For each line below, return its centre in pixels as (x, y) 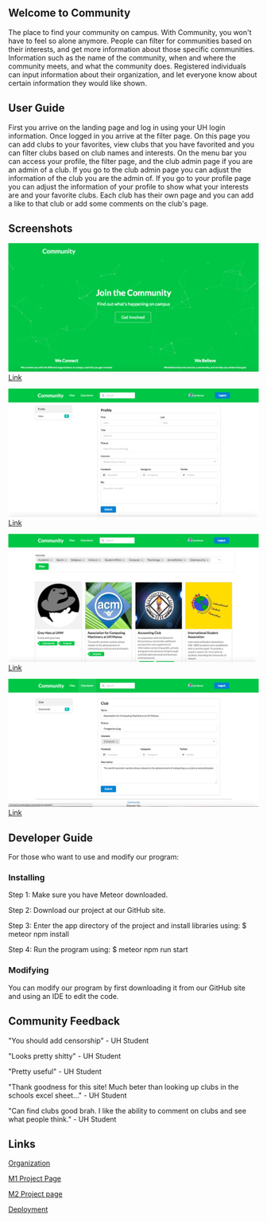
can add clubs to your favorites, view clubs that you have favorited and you (131, 144)
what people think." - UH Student (62, 1119)
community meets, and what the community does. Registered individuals (127, 66)
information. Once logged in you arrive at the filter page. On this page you (129, 135)
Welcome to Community (70, 13)
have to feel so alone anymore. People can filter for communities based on (130, 41)
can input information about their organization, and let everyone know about (133, 74)
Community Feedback (64, 1022)
